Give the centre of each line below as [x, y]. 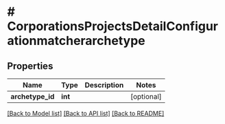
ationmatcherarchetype [76, 41]
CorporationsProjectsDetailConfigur [113, 26]
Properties [30, 66]
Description [104, 85]
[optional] [146, 96]
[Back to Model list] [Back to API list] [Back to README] [86, 113]
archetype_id [33, 96]
